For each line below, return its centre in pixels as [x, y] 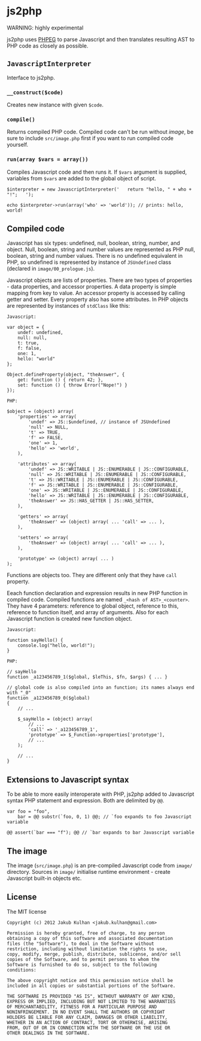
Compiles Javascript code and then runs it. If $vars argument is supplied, [97, 172]
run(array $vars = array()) [48, 160]
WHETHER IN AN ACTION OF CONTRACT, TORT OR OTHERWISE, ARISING [87, 1022]
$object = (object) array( [40, 412]
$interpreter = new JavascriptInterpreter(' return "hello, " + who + [99, 189]
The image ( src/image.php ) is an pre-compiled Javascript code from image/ [100, 865]
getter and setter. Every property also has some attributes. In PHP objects [98, 299]
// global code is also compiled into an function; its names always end [101, 688]
